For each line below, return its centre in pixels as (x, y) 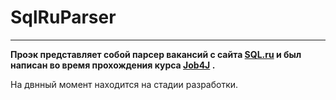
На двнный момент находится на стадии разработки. (124, 84)
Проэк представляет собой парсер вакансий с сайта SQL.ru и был (156, 54)
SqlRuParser (63, 17)
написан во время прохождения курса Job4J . (113, 65)
